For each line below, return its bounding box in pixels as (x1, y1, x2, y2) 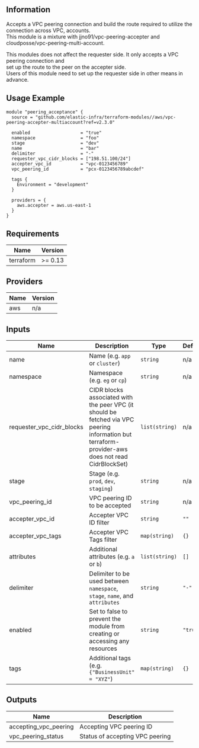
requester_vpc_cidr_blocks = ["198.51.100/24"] (11, 155, 131, 162)
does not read (89, 453, 129, 461)
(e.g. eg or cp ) (89, 376, 127, 385)
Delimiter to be (89, 570, 130, 578)
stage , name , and (89, 592, 134, 600)
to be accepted (89, 501, 131, 510)
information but (89, 430, 132, 439)
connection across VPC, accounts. (6, 27, 91, 34)
